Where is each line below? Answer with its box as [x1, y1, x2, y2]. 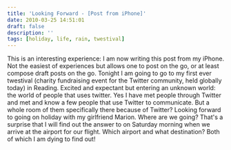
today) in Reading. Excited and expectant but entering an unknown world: [7, 84, 216, 92]
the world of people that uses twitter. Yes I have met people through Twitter [7, 91, 222, 100]
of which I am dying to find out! [7, 135, 96, 143]
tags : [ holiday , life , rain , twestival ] [7, 36, 125, 43]
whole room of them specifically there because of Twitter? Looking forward [7, 106, 221, 114]
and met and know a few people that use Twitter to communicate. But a [7, 98, 210, 107]
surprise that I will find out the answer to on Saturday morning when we [7, 120, 210, 129]
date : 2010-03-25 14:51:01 [7, 17, 85, 23]
